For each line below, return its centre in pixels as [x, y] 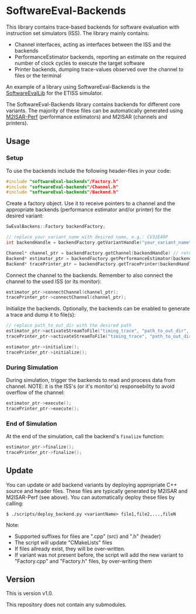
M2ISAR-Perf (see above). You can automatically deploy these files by [90, 497]
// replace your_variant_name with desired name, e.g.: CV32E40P [87, 237]
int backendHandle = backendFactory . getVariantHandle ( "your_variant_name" [99, 242]
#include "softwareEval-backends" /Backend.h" [62, 192]
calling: [15, 503]
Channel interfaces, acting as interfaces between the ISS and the [92, 44]
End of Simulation [32, 424]
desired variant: [25, 216]
